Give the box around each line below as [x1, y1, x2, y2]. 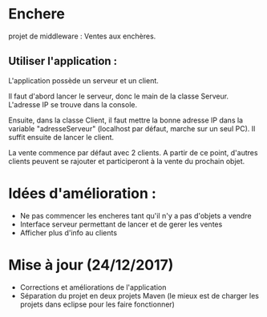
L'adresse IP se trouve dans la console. [8, 99, 138, 109]
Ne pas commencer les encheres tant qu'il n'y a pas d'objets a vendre [19, 211, 252, 220]
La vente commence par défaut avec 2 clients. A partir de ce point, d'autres [8, 147, 258, 157]
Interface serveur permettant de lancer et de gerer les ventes [19, 219, 223, 229]
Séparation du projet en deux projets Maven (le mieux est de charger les [19, 291, 259, 300]
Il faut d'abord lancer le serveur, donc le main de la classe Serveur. [8, 91, 229, 101]
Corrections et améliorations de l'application [19, 282, 167, 292]
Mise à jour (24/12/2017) [8, 255, 174, 274]
